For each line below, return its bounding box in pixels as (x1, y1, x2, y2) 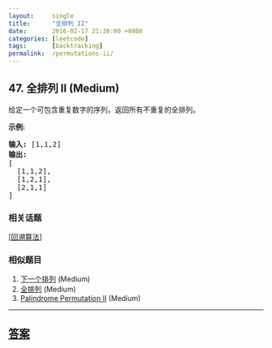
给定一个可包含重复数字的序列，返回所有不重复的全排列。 (8, 105, 200, 114)
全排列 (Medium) (19, 285, 77, 294)
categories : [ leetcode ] (8, 34, 89, 43)
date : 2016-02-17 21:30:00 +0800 (8, 27, 143, 35)
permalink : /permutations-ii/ (8, 49, 114, 58)
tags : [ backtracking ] (8, 42, 104, 50)
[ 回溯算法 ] (8, 232, 43, 242)
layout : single (8, 11, 74, 20)
